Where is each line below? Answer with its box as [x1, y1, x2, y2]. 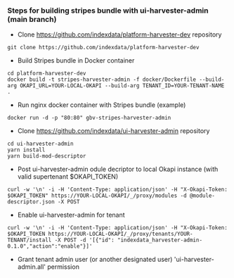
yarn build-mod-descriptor [7, 153, 86, 160]
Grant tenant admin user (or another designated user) [17, 255, 173, 264]
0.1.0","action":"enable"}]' [7, 243, 93, 250]
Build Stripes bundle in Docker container [17, 56, 135, 65]
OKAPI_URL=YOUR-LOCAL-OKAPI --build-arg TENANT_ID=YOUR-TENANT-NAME [20, 82, 225, 89]
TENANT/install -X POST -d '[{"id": [7, 236, 115, 244]
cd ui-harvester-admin [7, 140, 74, 148]
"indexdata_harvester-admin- [117, 236, 202, 244]
